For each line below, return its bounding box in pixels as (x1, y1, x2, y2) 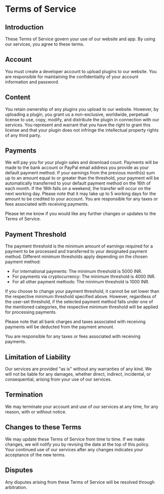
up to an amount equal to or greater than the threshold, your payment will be (5, 175, 159, 181)
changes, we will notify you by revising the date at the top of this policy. (5, 441, 150, 447)
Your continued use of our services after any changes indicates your (5, 446, 143, 452)
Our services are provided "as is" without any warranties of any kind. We (5, 366, 152, 372)
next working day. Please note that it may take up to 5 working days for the (5, 191, 156, 197)
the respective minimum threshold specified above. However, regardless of (5, 294, 157, 300)
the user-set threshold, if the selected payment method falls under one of (5, 299, 153, 305)
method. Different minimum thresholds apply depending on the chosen (5, 254, 148, 260)
